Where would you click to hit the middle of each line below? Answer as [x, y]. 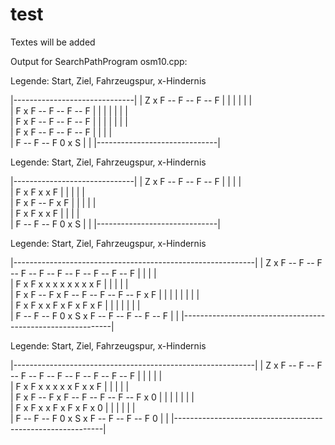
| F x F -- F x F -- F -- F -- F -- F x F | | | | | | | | [105, 294]
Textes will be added [53, 42]
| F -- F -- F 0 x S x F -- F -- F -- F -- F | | [95, 315]
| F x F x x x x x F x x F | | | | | [70, 386]
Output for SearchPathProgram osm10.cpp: [99, 61]
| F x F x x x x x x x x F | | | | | [69, 284]
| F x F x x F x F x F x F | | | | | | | [75, 305]
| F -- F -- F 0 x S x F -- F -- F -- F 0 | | [89, 418]
